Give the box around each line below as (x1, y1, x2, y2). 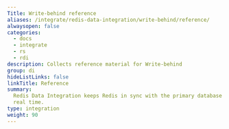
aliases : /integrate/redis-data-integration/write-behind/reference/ (7, 16, 210, 23)
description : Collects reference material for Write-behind (7, 61, 183, 68)
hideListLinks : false (7, 73, 69, 81)
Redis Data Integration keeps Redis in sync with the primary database (13, 93, 223, 100)
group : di (7, 67, 36, 74)
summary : (7, 86, 32, 93)
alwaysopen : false (7, 23, 60, 29)
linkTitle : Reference (7, 80, 69, 87)
